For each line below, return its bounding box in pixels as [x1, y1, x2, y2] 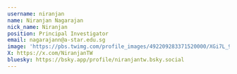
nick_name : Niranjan [7, 23, 68, 30]
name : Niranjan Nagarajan [7, 17, 83, 24]
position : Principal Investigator [7, 30, 109, 37]
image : [7, 43, 27, 50]
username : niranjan [7, 10, 65, 18]
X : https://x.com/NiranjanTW [7, 50, 93, 57]
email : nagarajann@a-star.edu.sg [7, 37, 106, 44]
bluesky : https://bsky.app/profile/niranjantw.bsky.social [7, 56, 185, 63]
